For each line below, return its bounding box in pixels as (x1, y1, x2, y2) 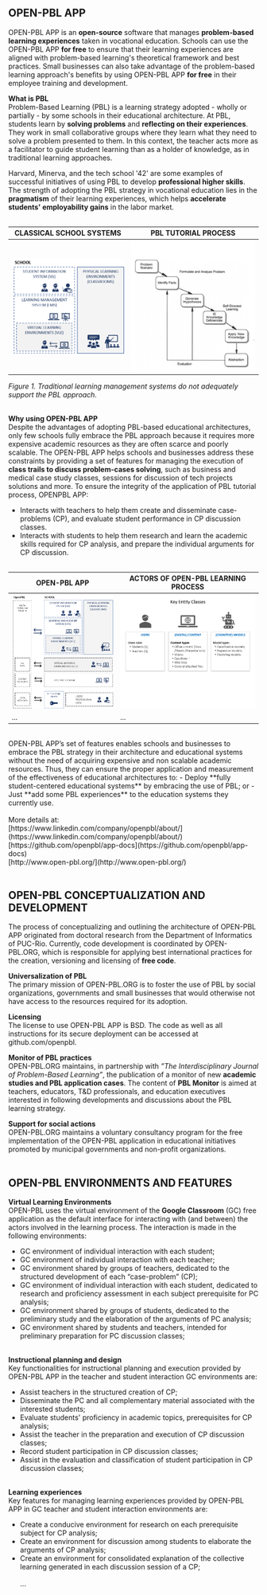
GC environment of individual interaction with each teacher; (19, 1255, 215, 1265)
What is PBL (8, 93, 49, 103)
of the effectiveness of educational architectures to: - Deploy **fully (8, 772, 231, 782)
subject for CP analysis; (19, 1528, 98, 1538)
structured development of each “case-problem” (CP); (19, 1272, 198, 1281)
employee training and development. (8, 78, 129, 88)
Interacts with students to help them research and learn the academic (19, 530, 248, 540)
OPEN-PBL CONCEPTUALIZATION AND (8, 889, 206, 902)
